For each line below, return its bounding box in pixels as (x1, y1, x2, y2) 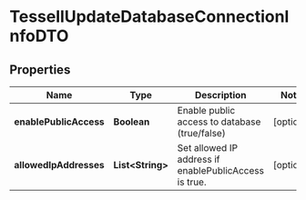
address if (177, 153, 220, 165)
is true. (177, 175, 207, 188)
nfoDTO (9, 25, 69, 46)
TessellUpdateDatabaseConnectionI (9, 6, 290, 27)
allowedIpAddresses (14, 159, 105, 171)
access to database (177, 115, 261, 128)
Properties (9, 62, 71, 77)
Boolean (113, 115, 150, 128)
